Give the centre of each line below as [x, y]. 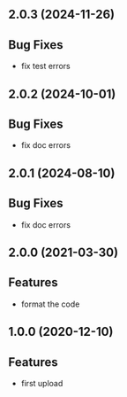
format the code [50, 304]
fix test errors [46, 66]
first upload [42, 384]
